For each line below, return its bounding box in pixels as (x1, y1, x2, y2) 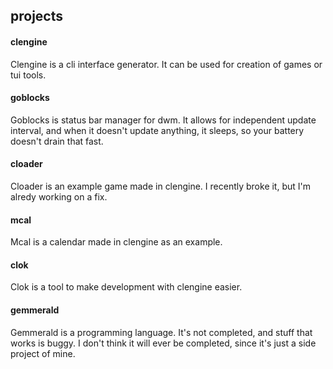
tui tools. (10, 69, 47, 81)
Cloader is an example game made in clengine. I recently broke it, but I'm (10, 180, 312, 192)
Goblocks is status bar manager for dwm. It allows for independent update (10, 114, 317, 126)
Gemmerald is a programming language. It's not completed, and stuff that (10, 326, 313, 338)
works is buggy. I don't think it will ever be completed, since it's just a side (10, 337, 317, 349)
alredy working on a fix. (10, 191, 108, 203)
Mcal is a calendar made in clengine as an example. (10, 236, 223, 248)
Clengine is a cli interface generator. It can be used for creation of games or (10, 58, 323, 70)
